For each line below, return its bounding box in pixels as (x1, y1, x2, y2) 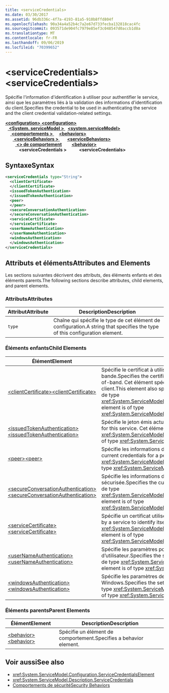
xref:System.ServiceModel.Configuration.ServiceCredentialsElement (12, 671, 155, 677)
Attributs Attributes (5, 295, 53, 302)
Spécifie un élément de (58, 628, 114, 636)
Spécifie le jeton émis (101, 418, 152, 425)
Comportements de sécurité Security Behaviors (12, 682, 110, 688)
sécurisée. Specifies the (101, 479, 157, 486)
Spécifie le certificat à (101, 366, 153, 373)
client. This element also (101, 385, 157, 392)
